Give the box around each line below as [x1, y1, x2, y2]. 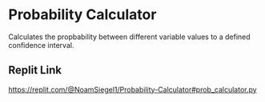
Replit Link [8, 64, 62, 77]
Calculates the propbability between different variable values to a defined [8, 32, 251, 41]
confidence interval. [8, 40, 74, 49]
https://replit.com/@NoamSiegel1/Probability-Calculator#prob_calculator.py [8, 84, 258, 94]
